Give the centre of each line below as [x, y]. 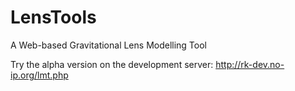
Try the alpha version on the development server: [112, 64]
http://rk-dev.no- [250, 64]
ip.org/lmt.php [39, 75]
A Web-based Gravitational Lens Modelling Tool [108, 45]
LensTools [53, 17]
